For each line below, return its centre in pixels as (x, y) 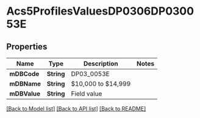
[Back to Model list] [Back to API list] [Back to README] (76, 109)
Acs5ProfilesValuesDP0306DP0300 (100, 11)
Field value (87, 94)
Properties (27, 47)
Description (101, 64)
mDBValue (25, 94)
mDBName (25, 84)
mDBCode (24, 74)
